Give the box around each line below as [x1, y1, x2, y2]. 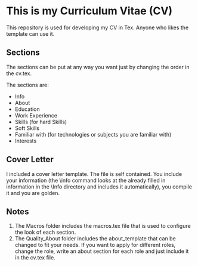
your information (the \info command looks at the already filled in [6, 177, 166, 184]
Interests [14, 137, 37, 144]
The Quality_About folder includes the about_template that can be [14, 235, 176, 242]
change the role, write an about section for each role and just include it [14, 248, 189, 255]
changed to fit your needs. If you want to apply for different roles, [14, 242, 176, 249]
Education [14, 106, 40, 113]
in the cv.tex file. [14, 254, 55, 261]
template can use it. [6, 30, 55, 37]
